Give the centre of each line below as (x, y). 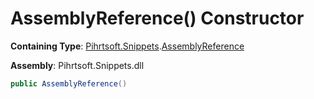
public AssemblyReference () (69, 83)
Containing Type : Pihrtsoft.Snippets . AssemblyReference (127, 46)
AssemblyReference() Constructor (157, 18)
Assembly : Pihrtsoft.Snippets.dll (77, 65)
